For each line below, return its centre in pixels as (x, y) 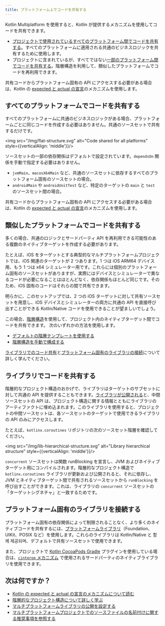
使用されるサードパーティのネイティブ (102, 557)
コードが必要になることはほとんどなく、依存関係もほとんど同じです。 (80, 279)
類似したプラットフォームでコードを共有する (73, 225)
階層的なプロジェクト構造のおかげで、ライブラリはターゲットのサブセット (81, 389)
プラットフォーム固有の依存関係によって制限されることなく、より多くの (78, 522)
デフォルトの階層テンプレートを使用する (53, 336)
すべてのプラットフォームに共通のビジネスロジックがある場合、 (70, 119)
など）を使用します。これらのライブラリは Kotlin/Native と (93, 535)
